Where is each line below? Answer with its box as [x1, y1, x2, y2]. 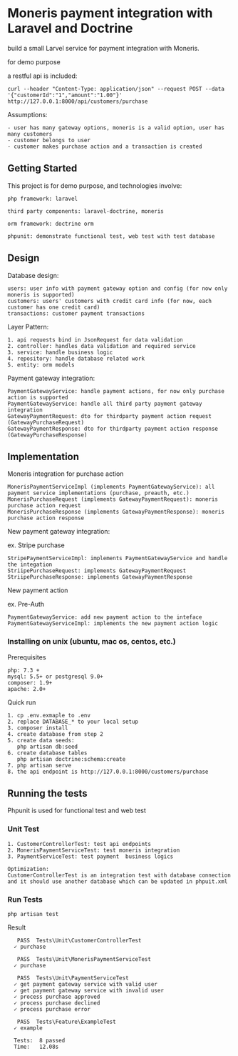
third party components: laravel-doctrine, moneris [7, 207, 164, 215]
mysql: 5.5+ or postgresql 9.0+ [7, 673, 103, 680]
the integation [7, 561, 53, 569]
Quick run [7, 698, 36, 707]
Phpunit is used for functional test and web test [7, 806, 146, 815]
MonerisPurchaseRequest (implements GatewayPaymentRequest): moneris [7, 496, 219, 503]
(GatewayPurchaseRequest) [7, 419, 84, 426]
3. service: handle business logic [7, 349, 113, 356]
